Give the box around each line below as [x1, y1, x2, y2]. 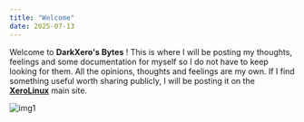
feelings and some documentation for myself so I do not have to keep [9, 56, 270, 67]
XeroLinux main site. [9, 85, 88, 96]
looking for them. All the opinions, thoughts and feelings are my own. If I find [9, 65, 295, 77]
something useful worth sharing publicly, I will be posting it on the [9, 75, 256, 86]
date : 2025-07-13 [9, 22, 75, 31]
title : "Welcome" [9, 13, 75, 23]
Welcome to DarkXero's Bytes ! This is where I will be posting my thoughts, [9, 46, 293, 57]
